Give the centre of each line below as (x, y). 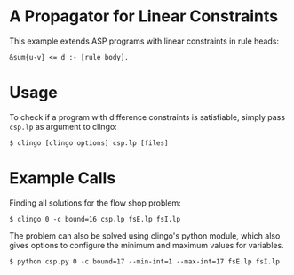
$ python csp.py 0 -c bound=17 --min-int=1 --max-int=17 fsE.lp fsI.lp (144, 261)
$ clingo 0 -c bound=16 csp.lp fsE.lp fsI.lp (95, 219)
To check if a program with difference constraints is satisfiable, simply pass (147, 117)
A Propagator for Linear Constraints (143, 16)
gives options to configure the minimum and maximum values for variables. (147, 245)
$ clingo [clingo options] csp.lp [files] (89, 143)
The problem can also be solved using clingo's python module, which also (145, 235)
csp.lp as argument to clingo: (63, 126)
